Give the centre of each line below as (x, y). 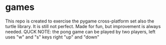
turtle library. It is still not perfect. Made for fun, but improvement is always (83, 26)
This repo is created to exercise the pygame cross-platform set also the (80, 21)
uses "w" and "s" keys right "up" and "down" (52, 37)
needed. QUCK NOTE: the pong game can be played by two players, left (80, 31)
